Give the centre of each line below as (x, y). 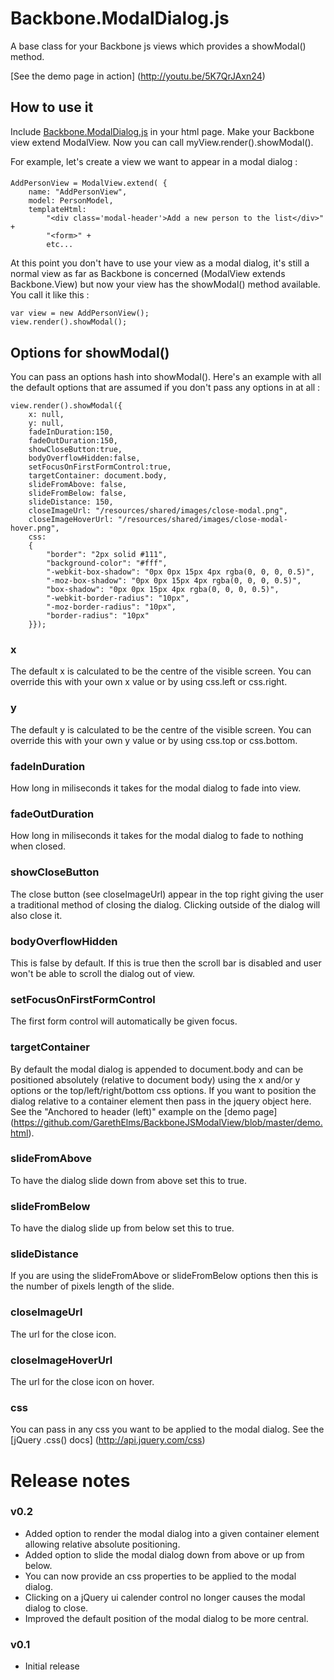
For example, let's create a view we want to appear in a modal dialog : (154, 161)
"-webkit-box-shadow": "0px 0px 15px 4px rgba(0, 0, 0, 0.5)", (180, 572)
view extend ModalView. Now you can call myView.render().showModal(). (162, 142)
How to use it (52, 107)
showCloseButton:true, (75, 450)
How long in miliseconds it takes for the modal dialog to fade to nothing (157, 836)
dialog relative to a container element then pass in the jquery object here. (161, 1101)
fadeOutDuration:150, (73, 441)
